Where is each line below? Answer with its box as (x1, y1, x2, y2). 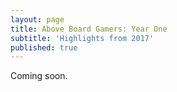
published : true (10, 42, 78, 53)
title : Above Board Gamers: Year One (10, 24, 168, 34)
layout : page (10, 14, 65, 25)
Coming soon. (10, 70, 68, 82)
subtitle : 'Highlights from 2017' (10, 33, 155, 43)
